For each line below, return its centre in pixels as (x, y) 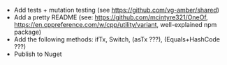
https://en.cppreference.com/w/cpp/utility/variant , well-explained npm (115, 25)
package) (28, 32)
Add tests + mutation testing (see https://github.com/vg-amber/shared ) (117, 10)
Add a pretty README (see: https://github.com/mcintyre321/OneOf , (111, 17)
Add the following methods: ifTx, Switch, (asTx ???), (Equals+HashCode (117, 39)
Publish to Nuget (38, 54)
